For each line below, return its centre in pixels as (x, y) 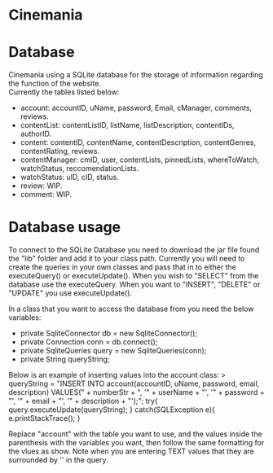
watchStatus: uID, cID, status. (70, 177)
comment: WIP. (46, 195)
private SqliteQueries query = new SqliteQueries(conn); (113, 351)
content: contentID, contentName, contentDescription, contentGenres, (138, 142)
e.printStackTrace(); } (44, 418)
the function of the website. (55, 84)
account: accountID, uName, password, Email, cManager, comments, (136, 108)
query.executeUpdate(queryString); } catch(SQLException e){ (112, 409)
